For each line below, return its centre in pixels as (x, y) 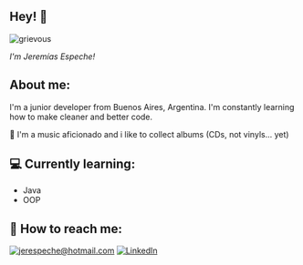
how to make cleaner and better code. (81, 117)
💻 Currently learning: (73, 164)
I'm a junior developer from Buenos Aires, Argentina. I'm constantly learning (152, 107)
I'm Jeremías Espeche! (52, 56)
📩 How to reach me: (66, 229)
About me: (40, 85)
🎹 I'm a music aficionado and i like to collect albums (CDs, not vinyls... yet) (149, 134)
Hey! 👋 (29, 17)
